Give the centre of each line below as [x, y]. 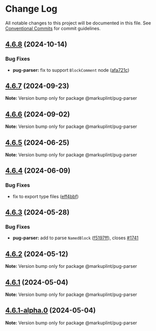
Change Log [31, 9]
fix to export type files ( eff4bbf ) [45, 196]
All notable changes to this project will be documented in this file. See [78, 23]
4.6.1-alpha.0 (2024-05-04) [51, 310]
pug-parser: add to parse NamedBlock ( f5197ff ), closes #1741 [75, 238]
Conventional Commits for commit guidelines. [53, 28]
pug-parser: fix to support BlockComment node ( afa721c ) [71, 70]
